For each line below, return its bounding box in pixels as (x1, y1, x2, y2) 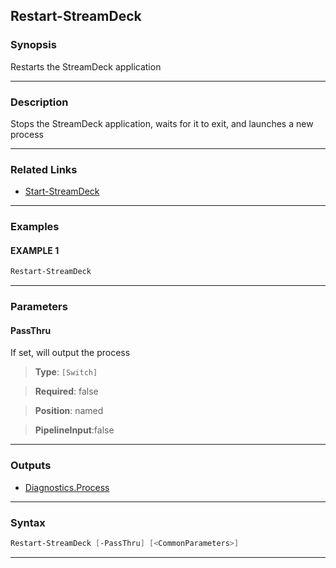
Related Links (10, 162, 78, 176)
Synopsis (10, 38, 57, 52)
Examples (10, 220, 60, 234)
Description (10, 95, 69, 109)
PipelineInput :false (34, 424, 115, 436)
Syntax (10, 515, 46, 529)
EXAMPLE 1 (10, 244, 60, 256)
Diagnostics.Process (24, 481, 110, 493)
